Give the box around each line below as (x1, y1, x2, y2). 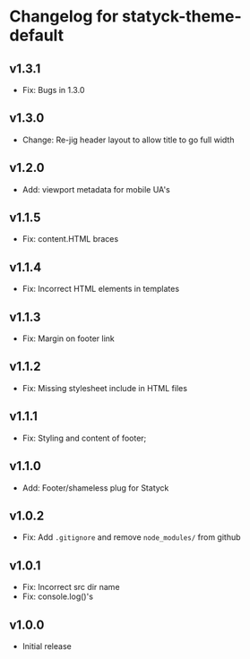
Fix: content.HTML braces (22, 234, 119, 244)
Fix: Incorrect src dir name (22, 582, 120, 593)
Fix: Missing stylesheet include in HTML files (22, 382, 188, 393)
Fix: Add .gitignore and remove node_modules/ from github (22, 532, 241, 543)
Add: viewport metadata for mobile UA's (22, 184, 170, 194)
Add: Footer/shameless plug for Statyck (22, 482, 169, 493)
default (9, 25, 65, 46)
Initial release (22, 640, 72, 651)
